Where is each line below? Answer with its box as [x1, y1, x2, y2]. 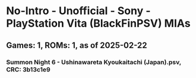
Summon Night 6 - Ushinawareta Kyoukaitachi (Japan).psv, [6, 58, 182, 66]
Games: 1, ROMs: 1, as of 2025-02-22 [6, 40, 147, 50]
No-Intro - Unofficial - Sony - [6, 4, 151, 18]
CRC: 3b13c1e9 [6, 65, 50, 73]
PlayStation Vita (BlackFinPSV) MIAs [6, 17, 191, 30]
